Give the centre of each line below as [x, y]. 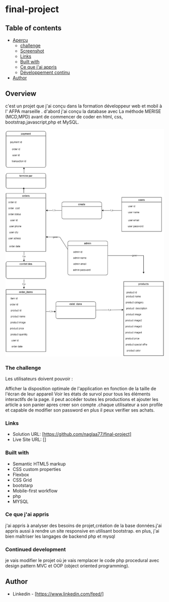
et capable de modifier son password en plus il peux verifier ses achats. [80, 410]
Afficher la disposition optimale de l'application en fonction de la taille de [81, 388]
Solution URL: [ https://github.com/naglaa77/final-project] [72, 434]
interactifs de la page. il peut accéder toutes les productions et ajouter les [82, 399]
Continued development [36, 549]
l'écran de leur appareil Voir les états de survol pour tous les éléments [78, 394]
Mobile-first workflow [35, 491]
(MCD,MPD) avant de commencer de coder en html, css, [64, 116]
